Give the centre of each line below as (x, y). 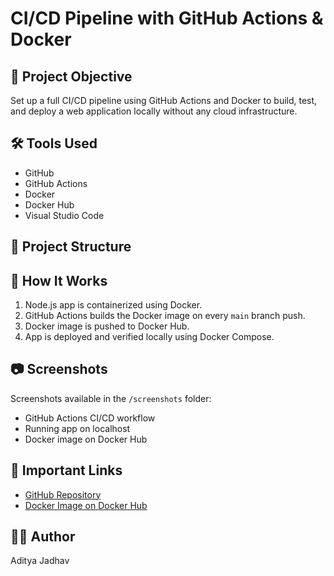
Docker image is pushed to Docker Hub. (107, 326)
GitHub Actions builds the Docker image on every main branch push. (165, 316)
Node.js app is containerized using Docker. (113, 305)
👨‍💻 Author (43, 537)
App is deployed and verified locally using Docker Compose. (149, 337)
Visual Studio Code (64, 215)
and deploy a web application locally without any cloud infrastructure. (154, 111)
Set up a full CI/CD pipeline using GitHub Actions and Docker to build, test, (164, 100)
